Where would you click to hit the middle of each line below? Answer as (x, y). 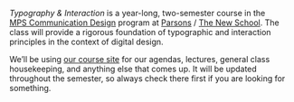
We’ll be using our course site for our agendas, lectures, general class (140, 59)
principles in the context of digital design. (87, 42)
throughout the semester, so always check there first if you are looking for (147, 79)
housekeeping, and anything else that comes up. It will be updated (133, 69)
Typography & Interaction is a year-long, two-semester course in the (138, 13)
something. (30, 88)
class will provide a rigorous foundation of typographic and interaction (140, 32)
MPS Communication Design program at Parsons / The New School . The (144, 23)
